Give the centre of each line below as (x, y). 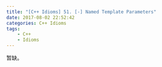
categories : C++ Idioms (37, 23)
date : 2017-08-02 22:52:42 (40, 18)
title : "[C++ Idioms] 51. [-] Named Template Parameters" (81, 12)
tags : (13, 29)
